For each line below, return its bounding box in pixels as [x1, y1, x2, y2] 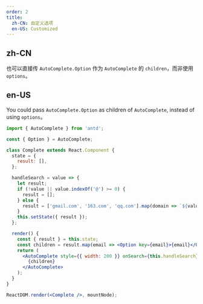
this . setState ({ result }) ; [17, 214, 88, 220]
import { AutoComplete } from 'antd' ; [6, 125, 104, 131]
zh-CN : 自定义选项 [11, 20, 53, 26]
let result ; [17, 180, 47, 186]
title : [6, 14, 23, 21]
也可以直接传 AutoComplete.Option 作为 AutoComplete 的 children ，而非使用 [6, 65, 193, 72]
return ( [17, 247, 39, 253]
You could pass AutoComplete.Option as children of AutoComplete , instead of [6, 106, 195, 113]
